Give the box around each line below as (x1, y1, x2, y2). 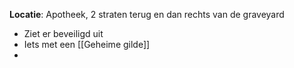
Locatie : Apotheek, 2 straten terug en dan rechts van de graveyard (9, 9, 285, 20)
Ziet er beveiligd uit (23, 28, 104, 39)
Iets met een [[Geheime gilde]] (23, 39, 151, 50)
